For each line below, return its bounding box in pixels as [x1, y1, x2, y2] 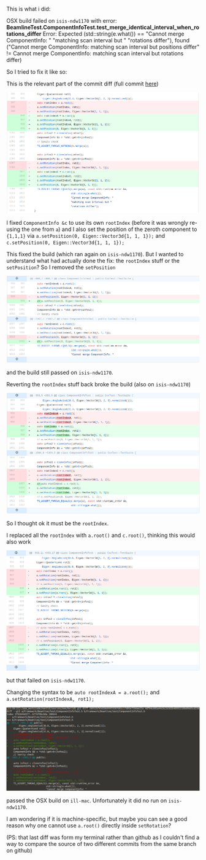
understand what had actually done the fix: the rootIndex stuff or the [6, 257, 180, 265]
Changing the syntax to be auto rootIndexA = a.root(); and [6, 688, 160, 696]
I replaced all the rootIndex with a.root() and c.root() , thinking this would [6, 531, 195, 539]
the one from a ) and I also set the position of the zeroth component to [21, 225, 197, 233]
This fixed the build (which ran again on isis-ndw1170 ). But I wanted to [6, 251, 184, 258]
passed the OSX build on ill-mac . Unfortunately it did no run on [6, 797, 167, 804]
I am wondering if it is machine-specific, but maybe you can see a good [6, 815, 188, 823]
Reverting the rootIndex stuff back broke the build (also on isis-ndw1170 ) [6, 380, 191, 388]
